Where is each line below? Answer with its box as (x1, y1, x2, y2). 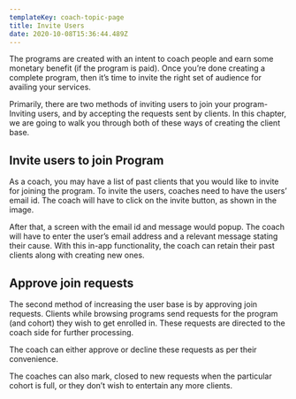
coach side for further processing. (9, 327, 134, 337)
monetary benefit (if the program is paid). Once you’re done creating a (9, 63, 266, 73)
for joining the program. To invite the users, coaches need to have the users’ (9, 186, 287, 196)
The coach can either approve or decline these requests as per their (9, 344, 258, 355)
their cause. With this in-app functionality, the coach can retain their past (9, 241, 276, 251)
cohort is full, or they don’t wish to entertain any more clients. (9, 380, 232, 390)
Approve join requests (9, 275, 134, 290)
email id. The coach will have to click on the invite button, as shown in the (9, 196, 277, 206)
